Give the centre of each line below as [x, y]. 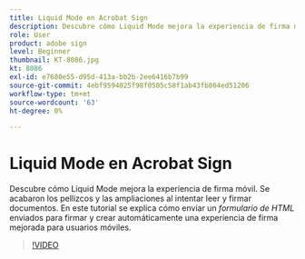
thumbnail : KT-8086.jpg [54, 60]
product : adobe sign [49, 43]
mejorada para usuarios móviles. [70, 227]
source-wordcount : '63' [54, 102]
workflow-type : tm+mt [50, 94]
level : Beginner [40, 52]
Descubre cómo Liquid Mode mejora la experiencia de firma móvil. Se [140, 189]
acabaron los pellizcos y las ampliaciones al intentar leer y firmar [131, 199]
